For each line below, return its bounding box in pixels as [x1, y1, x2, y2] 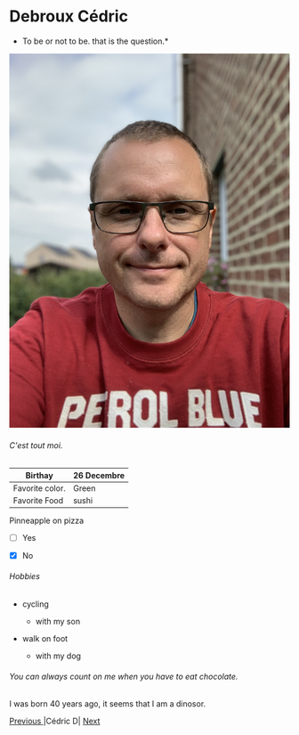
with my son [35, 616, 81, 626]
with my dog [35, 650, 82, 661]
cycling [21, 599, 49, 609]
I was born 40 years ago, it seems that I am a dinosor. [9, 698, 206, 709]
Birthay [25, 470, 53, 480]
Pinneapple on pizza [9, 515, 85, 526]
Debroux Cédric [9, 6, 129, 27]
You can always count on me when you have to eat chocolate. [9, 671, 238, 682]
